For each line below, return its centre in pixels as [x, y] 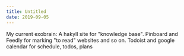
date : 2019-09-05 [28, 17]
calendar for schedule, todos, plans [50, 46]
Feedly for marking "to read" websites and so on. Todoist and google [91, 40]
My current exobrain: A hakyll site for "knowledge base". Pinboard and [92, 34]
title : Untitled [26, 11]
